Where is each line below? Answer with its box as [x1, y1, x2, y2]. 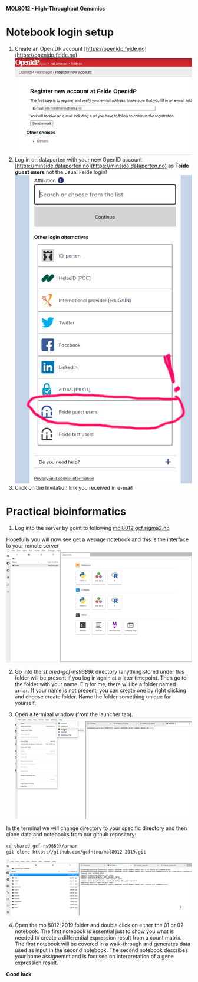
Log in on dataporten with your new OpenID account [14, 156, 143, 163]
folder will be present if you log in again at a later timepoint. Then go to [14, 674, 187, 681]
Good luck [6, 970, 32, 977]
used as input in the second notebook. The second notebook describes [14, 946, 189, 954]
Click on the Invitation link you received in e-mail [14, 485, 133, 492]
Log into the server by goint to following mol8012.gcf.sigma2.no [14, 525, 170, 532]
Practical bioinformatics [6, 505, 127, 518]
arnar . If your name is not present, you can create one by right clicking [14, 687, 187, 694]
